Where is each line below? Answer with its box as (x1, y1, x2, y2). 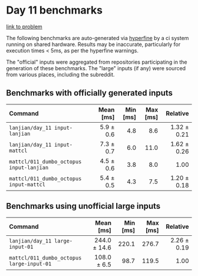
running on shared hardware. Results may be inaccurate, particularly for (6, 41, 181, 48)
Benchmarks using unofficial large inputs (6, 201, 161, 211)
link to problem (6, 23, 42, 30)
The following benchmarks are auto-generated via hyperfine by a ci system (6, 34, 189, 41)
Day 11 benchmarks (6, 4, 103, 17)
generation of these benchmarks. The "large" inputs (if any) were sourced (6, 64, 186, 71)
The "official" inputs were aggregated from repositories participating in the (6, 58, 187, 65)
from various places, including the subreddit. (6, 71, 115, 78)
